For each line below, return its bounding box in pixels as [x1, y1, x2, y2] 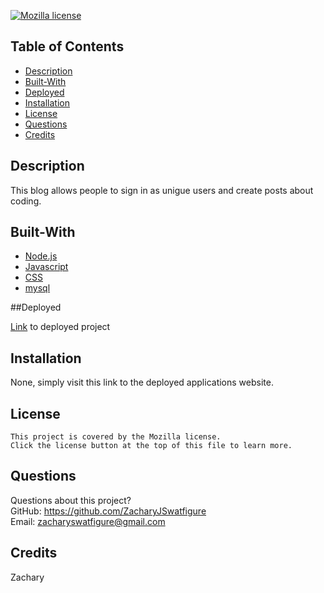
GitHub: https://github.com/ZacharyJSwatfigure [10, 505, 207, 517]
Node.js [24, 250, 58, 262]
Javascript [24, 261, 69, 273]
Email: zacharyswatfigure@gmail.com [10, 515, 166, 527]
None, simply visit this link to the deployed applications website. [10, 376, 274, 389]
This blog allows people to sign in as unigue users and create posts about [10, 184, 314, 196]
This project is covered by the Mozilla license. [10, 432, 222, 442]
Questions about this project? [10, 494, 132, 506]
